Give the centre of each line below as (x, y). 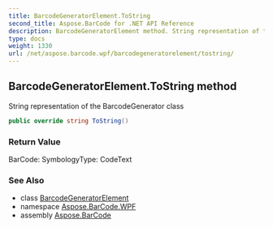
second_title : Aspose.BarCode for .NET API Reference (102, 24)
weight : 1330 (30, 46)
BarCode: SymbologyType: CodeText (70, 159)
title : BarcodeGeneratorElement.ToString (80, 16)
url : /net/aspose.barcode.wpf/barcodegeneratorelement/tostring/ (121, 54)
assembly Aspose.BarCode (65, 215)
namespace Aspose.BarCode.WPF (78, 207)
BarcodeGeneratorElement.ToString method (123, 86)
